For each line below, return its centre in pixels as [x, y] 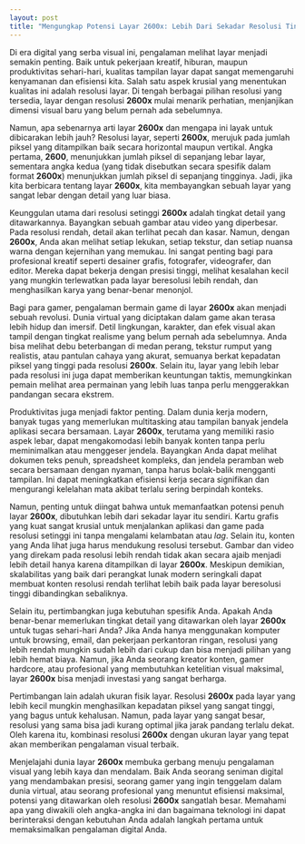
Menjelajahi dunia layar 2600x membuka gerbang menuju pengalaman [142, 761]
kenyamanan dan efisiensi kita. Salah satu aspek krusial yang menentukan [148, 81]
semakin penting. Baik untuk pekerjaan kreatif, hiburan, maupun [128, 62]
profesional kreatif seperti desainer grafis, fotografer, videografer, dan [141, 260]
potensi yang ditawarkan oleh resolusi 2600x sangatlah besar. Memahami [148, 800]
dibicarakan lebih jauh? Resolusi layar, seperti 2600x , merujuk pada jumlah [150, 137]
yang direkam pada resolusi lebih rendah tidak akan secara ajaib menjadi [145, 554]
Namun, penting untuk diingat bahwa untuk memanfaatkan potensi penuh [147, 506]
